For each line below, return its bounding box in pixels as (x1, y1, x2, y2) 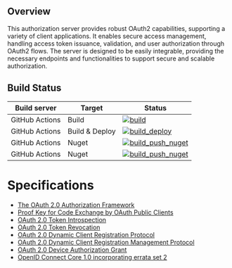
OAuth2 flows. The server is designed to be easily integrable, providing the (7, 46, 224, 55)
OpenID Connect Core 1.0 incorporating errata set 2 (17, 253, 167, 261)
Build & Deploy (67, 126, 116, 136)
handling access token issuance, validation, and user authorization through (7, 39, 225, 48)
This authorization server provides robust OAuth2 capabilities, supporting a (7, 24, 226, 32)
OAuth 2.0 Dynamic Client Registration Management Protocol (17, 238, 195, 246)
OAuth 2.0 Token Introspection (17, 215, 107, 224)
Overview (7, 6, 51, 18)
